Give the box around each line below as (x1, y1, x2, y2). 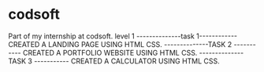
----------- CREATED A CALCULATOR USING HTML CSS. (34, 56, 221, 66)
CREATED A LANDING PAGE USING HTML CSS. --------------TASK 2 (8, 39, 232, 49)
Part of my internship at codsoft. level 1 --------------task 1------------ (8, 31, 238, 41)
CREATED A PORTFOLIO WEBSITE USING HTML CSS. (22, 48, 198, 57)
